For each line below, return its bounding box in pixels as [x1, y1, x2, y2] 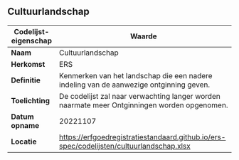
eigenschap [11, 36, 52, 46]
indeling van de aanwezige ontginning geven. [59, 80, 211, 90]
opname [11, 120, 40, 130]
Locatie [11, 137, 37, 146]
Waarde [130, 31, 158, 41]
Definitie [11, 75, 41, 85]
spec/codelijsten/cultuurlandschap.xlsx [59, 141, 191, 151]
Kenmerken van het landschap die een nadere [59, 70, 213, 80]
